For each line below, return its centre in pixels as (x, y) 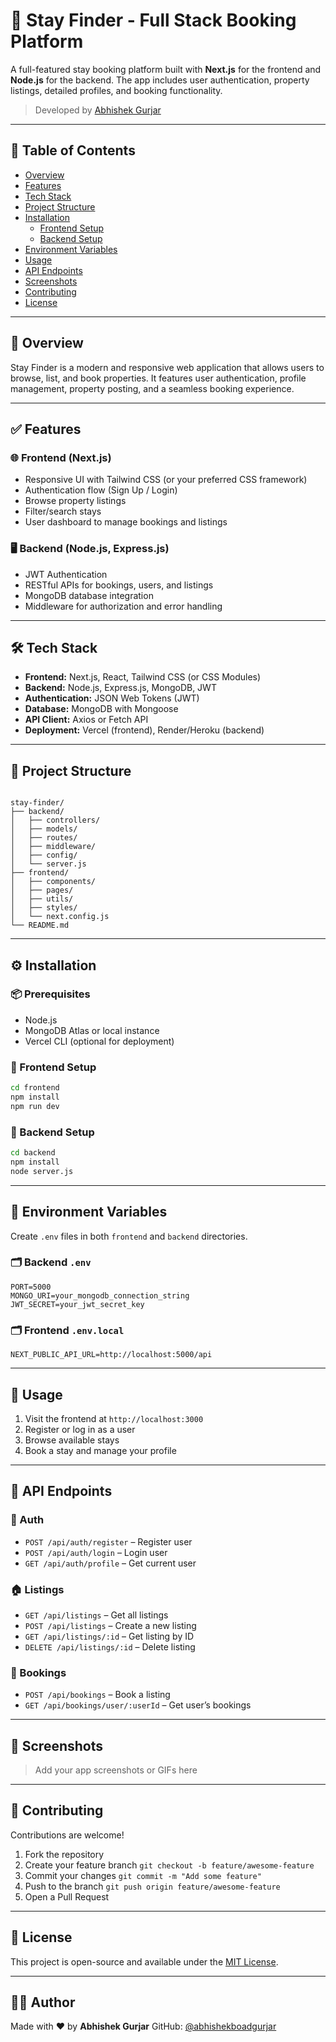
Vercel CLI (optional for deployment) (99, 1041)
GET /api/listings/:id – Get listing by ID (109, 1636)
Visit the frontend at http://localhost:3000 (114, 1418)
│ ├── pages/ (42, 890)
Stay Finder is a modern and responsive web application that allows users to (167, 367)
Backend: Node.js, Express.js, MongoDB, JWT (120, 688)
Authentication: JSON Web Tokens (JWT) (112, 698)
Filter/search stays (63, 511)
